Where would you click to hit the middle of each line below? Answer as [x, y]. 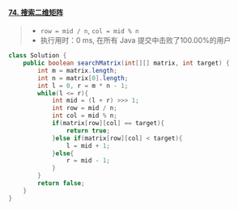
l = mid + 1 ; [88, 145]
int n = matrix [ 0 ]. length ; [83, 78]
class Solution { [38, 56]
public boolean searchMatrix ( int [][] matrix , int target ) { [126, 63]
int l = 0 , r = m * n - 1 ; [83, 86]
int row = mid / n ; [84, 108]
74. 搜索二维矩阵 [36, 12]
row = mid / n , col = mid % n [89, 31]
